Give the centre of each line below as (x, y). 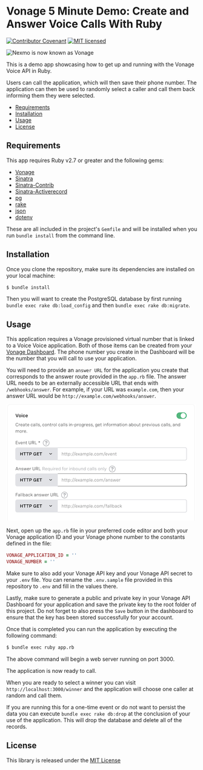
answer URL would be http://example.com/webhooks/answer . (81, 396)
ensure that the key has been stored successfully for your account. (90, 617)
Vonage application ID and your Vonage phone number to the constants (96, 537)
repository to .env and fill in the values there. (62, 586)
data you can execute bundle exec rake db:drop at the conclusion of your (98, 714)
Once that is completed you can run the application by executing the (92, 629)
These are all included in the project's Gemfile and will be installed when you (102, 229)
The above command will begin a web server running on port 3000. (91, 659)
